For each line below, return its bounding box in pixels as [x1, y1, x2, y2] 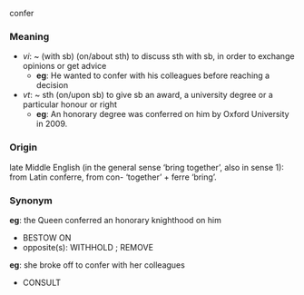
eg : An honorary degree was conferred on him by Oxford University [35, 109, 289, 120]
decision [35, 80, 69, 91]
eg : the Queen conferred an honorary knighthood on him [9, 214, 222, 225]
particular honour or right [22, 99, 118, 110]
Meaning [9, 30, 50, 43]
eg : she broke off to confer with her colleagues [9, 259, 186, 270]
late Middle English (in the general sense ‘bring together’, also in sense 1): [9, 162, 284, 172]
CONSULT [22, 277, 62, 288]
